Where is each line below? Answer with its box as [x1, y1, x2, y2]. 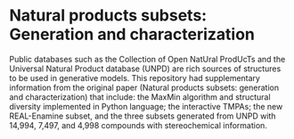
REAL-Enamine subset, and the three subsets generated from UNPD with [9, 110, 276, 121]
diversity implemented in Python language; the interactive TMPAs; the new [9, 101, 283, 111]
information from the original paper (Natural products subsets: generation [9, 82, 279, 93]
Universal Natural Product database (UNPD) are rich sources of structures [9, 63, 282, 74]
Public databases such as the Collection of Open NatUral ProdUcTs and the [9, 53, 286, 64]
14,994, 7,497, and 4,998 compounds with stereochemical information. [9, 119, 267, 130]
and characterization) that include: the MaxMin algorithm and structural [9, 91, 271, 102]
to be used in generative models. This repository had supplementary [9, 72, 261, 83]
